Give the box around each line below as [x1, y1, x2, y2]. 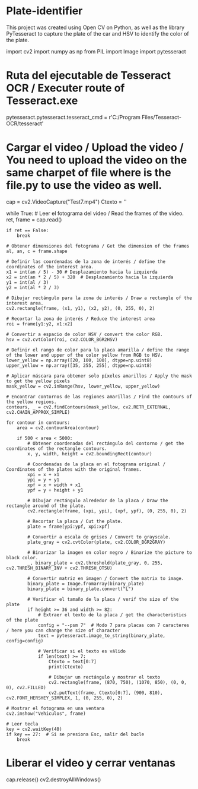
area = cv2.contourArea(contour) [17, 424, 100, 431]
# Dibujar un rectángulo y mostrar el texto [48, 674, 161, 680]
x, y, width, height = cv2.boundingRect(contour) [27, 451, 152, 457]
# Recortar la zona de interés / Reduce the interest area [6, 316, 155, 322]
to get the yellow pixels [6, 378, 70, 384]
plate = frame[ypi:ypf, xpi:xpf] [27, 524, 110, 530]
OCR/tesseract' [6, 120, 44, 127]
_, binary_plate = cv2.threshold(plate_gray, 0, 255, [27, 560, 163, 566]
